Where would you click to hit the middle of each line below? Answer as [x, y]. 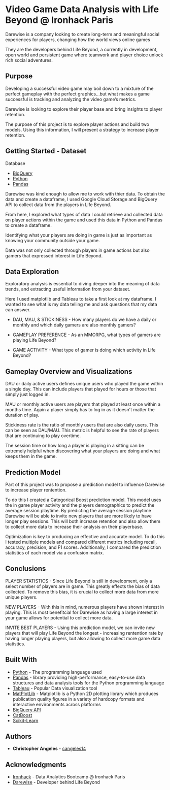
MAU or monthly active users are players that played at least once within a [83, 404]
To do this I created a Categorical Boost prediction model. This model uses [83, 500]
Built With [21, 660]
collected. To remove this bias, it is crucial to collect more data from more [82, 591]
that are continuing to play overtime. [43, 436]
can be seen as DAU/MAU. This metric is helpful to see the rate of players [82, 431]
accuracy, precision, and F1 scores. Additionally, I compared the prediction [83, 547]
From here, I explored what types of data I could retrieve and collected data [84, 214]
